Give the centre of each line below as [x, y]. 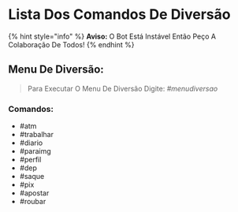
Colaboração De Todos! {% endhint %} [71, 44]
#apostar [34, 193]
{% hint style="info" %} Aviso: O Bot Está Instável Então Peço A [112, 36]
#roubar [33, 202]
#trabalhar [36, 135]
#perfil [30, 160]
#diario [31, 143]
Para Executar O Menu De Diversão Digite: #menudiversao [123, 88]
